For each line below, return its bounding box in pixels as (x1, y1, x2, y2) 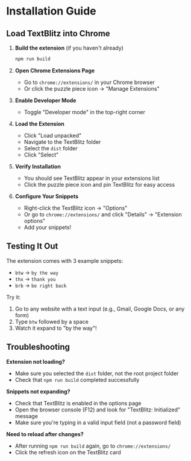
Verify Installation (14, 163, 61, 170)
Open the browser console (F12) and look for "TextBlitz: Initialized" (14, 406, 181, 413)
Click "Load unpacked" (23, 132, 82, 139)
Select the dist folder (23, 144, 78, 152)
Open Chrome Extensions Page (14, 66, 95, 74)
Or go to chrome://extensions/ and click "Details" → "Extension (23, 210, 182, 218)
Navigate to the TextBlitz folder (23, 138, 101, 146)
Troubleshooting (6, 342, 70, 352)
